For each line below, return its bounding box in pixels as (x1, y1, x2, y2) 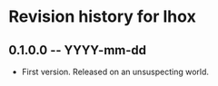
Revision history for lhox (8, 6, 196, 27)
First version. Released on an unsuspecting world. (21, 66, 210, 77)
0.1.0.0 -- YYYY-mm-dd (8, 43, 147, 58)
